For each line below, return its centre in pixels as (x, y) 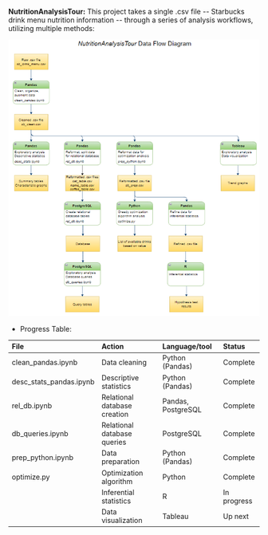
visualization (122, 521)
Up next (236, 516)
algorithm (117, 481)
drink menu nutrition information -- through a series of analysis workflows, (131, 20)
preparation (120, 462)
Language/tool (187, 347)
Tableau (175, 516)
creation (115, 414)
